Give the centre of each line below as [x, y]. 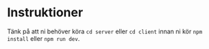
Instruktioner [45, 13]
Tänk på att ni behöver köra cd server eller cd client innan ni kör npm [105, 31]
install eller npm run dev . [44, 38]
